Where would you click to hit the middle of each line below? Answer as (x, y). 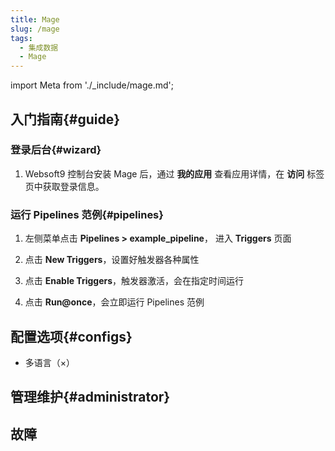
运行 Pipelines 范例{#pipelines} (87, 214)
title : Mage (35, 19)
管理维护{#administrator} (90, 397)
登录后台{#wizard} (56, 150)
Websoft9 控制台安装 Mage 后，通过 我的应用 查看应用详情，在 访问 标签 (174, 173)
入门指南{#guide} (65, 119)
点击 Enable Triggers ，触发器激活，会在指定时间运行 (134, 281)
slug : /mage (35, 29)
